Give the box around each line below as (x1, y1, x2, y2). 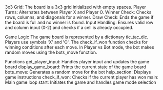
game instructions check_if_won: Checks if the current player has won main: (5, 75, 159, 80)
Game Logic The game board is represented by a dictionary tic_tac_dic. (5, 34, 149, 40)
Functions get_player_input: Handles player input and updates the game (5, 59, 150, 64)
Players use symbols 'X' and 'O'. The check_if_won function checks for (5, 39, 148, 45)
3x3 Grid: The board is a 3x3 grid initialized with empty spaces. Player (5, 4, 146, 10)
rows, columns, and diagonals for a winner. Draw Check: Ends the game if (5, 15, 154, 20)
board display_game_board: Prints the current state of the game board (5, 64, 146, 70)
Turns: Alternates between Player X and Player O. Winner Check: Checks (5, 9, 152, 15)
